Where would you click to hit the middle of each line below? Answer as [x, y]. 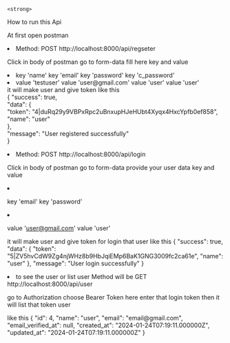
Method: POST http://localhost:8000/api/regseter [86, 48]
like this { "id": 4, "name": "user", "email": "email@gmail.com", [95, 318]
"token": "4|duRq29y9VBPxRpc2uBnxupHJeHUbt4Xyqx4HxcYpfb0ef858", [113, 112]
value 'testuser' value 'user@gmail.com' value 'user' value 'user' [108, 82]
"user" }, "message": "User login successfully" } [76, 263]
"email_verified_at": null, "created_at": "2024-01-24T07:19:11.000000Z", [108, 325]
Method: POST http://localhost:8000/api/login [81, 154]
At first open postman [38, 35]
